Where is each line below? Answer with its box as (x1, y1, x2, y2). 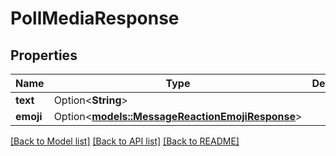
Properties (10, 47, 78, 64)
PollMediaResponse (10, 7, 180, 30)
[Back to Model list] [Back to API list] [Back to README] (10, 135, 240, 147)
